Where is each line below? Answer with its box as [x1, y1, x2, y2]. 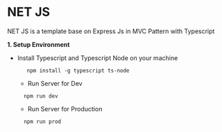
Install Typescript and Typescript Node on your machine [17, 53, 178, 62]
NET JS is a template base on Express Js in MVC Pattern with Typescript [7, 27, 215, 35]
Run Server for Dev [27, 79, 83, 87]
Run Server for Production [27, 104, 103, 113]
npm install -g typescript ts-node [26, 67, 130, 74]
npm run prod [24, 118, 62, 125]
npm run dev [24, 93, 58, 100]
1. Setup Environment [7, 40, 70, 48]
